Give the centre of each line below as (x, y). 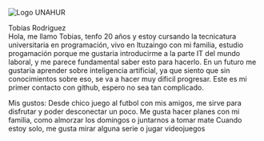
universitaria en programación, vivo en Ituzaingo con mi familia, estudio (126, 45)
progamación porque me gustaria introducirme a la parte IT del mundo (124, 53)
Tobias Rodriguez (37, 28)
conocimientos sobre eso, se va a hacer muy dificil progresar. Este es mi (128, 79)
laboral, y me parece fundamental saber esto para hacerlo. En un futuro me (132, 62)
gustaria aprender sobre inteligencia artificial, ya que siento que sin (119, 70)
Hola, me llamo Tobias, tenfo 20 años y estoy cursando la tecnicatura (122, 36)
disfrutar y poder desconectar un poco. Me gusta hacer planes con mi (124, 111)
